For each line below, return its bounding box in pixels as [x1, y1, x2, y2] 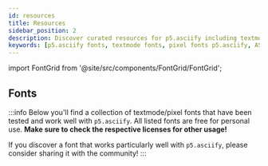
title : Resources [8, 19, 66, 27]
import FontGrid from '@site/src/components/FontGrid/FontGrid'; [8, 63, 222, 73]
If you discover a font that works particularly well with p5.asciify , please [8, 140, 248, 149]
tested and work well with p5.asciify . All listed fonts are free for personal [8, 116, 250, 125]
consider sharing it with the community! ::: [8, 148, 147, 158]
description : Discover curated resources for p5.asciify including [8, 34, 238, 42]
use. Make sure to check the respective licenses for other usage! [8, 125, 227, 134]
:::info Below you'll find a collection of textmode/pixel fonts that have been [8, 107, 253, 117]
